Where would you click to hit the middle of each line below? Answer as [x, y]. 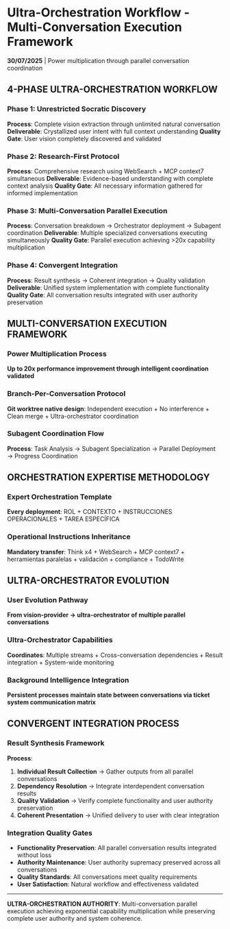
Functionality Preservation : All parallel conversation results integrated [117, 848]
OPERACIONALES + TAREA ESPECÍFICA [63, 519]
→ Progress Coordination [42, 456]
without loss [34, 855]
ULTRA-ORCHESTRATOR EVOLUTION [88, 581]
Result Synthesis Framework [56, 743]
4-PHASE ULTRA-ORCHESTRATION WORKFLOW [112, 89]
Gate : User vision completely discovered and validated [85, 138]
